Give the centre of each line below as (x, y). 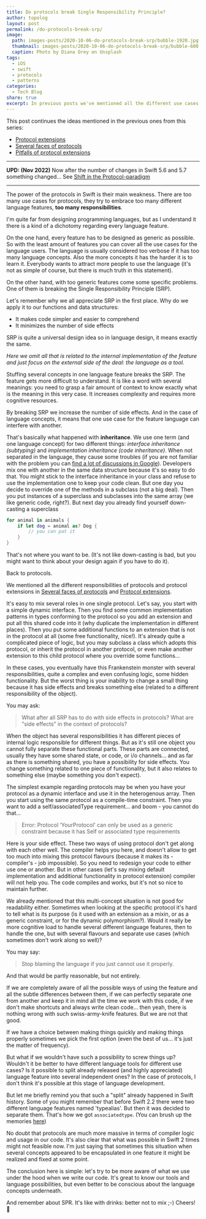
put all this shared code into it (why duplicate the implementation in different (103, 623)
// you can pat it (52, 532)
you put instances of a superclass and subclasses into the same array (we (100, 496)
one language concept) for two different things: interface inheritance (93, 443)
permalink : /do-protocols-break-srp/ (55, 29)
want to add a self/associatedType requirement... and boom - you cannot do (103, 806)
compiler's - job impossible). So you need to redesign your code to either (99, 863)
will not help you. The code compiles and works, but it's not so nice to (95, 882)
